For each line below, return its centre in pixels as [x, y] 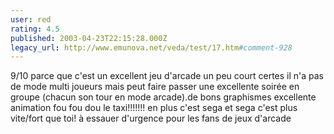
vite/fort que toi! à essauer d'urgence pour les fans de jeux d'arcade [151, 118]
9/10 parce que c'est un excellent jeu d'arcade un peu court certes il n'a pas [167, 76]
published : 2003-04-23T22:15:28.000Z [89, 38]
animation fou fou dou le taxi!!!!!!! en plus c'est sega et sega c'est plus [154, 108]
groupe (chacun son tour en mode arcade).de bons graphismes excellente [163, 97]
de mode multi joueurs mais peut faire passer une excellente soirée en [155, 87]
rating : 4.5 [35, 29]
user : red [31, 19]
